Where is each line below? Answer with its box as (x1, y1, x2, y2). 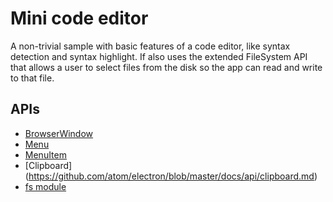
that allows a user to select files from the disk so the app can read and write (10, 61, 323, 73)
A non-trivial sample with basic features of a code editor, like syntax (10, 40, 291, 52)
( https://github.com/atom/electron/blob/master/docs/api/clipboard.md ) (24, 170, 318, 182)
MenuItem (24, 148, 67, 161)
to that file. (10, 72, 55, 84)
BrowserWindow (24, 127, 94, 139)
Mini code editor (10, 7, 149, 30)
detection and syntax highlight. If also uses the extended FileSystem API (10, 50, 308, 62)
